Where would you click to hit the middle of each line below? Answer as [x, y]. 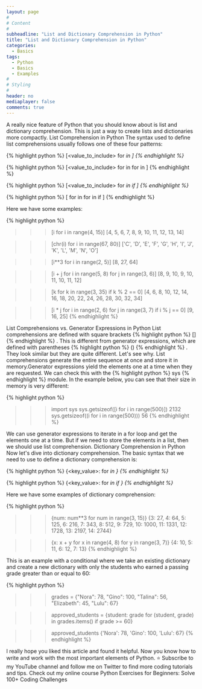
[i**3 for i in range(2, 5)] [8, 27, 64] [94, 262]
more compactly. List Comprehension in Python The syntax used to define [99, 137]
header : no [20, 96]
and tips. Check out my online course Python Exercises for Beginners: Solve [101, 673]
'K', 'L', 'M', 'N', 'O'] [74, 250]
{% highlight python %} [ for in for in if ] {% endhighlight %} [80, 197]
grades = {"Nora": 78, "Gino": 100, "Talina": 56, [109, 597]
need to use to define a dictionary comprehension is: [72, 459]
